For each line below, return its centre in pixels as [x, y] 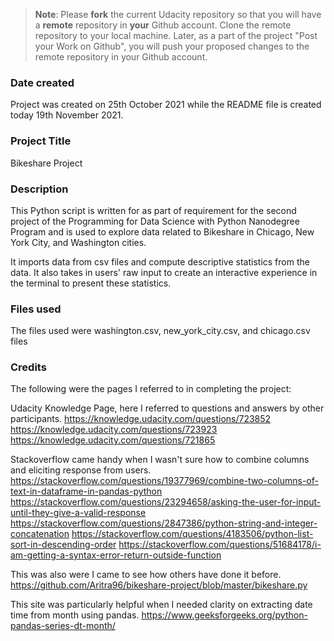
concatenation [40, 534]
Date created [42, 82]
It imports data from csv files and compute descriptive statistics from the [160, 261]
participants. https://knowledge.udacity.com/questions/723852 [141, 419]
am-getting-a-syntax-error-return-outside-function [116, 555]
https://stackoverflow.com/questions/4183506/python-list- [192, 534]
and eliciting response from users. [81, 470]
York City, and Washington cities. [78, 242]
